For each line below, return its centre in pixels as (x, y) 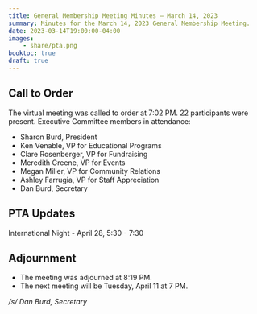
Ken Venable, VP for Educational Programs (91, 145)
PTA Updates (42, 214)
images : (21, 38)
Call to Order (41, 93)
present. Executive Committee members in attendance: (99, 121)
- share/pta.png (50, 46)
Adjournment (42, 258)
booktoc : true (32, 53)
